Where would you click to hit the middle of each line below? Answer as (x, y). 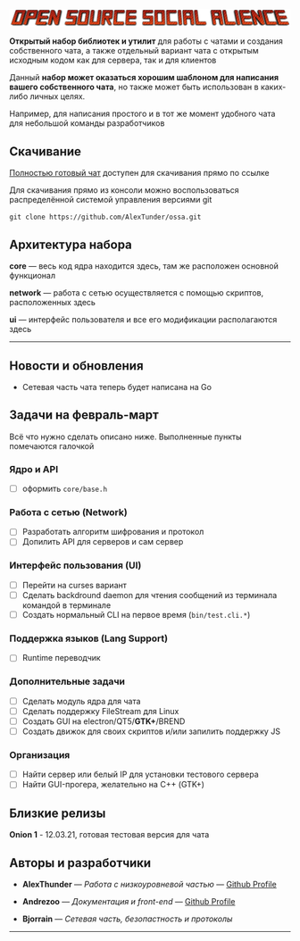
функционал (33, 276)
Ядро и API (34, 469)
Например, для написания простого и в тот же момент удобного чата (142, 114)
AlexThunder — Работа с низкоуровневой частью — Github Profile (149, 884)
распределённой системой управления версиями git (111, 200)
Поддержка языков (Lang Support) (88, 638)
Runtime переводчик (61, 658)
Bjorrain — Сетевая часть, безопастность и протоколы (127, 919)
